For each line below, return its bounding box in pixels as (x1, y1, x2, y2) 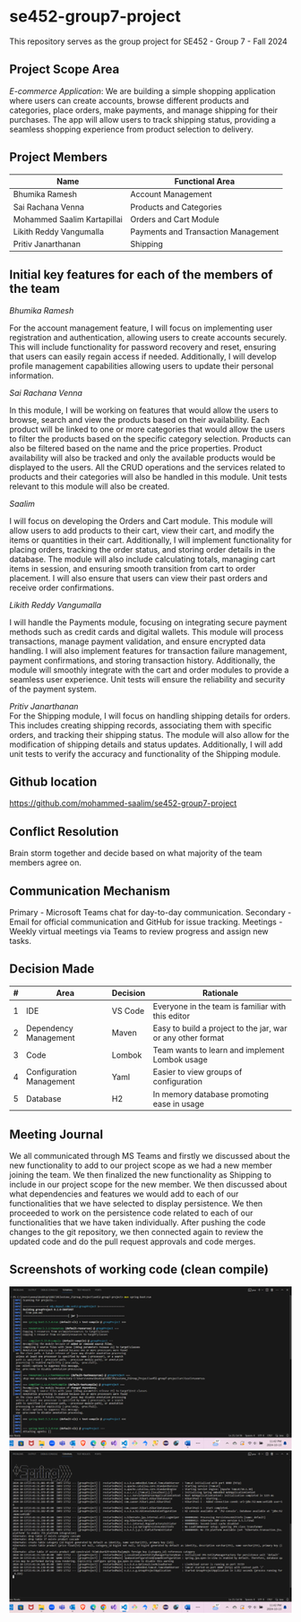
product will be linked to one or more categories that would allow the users (9, 424, 286, 434)
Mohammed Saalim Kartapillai (13, 213, 123, 225)
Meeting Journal (9, 1127, 104, 1142)
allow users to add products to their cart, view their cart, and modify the (9, 525, 275, 536)
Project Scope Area (9, 62, 120, 77)
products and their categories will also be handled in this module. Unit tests (9, 471, 288, 482)
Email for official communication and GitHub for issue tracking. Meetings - (9, 916, 283, 928)
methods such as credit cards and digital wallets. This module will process (9, 626, 284, 637)
